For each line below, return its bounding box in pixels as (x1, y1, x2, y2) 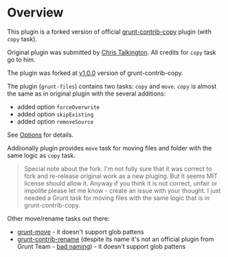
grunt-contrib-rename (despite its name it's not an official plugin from (16, 235, 214, 243)
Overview (7, 5, 64, 21)
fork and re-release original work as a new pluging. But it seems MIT (23, 172, 218, 180)
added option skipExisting (16, 110, 94, 118)
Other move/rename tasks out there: (7, 214, 110, 223)
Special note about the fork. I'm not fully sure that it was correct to (23, 164, 212, 172)
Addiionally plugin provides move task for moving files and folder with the (7, 144, 212, 152)
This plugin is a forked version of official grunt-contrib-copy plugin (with (7, 27, 212, 36)
